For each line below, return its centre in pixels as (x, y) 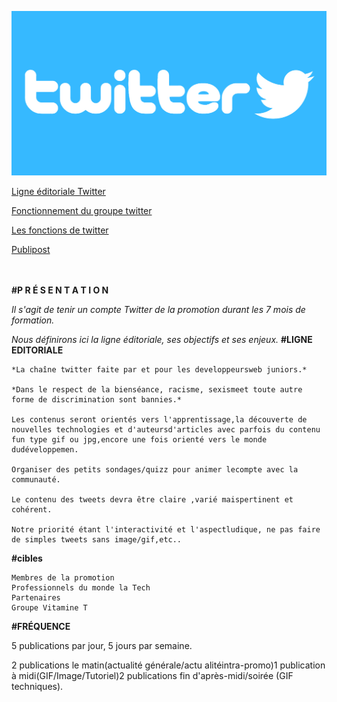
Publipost (31, 250)
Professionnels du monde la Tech (81, 588)
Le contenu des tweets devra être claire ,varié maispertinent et (152, 500)
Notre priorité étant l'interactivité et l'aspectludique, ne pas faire (166, 530)
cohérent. (32, 510)
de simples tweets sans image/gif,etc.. (97, 540)
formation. (33, 320)
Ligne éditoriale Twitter (58, 192)
